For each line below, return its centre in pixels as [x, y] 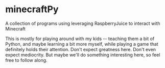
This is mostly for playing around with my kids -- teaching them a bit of [80, 39]
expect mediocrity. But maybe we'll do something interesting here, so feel [83, 55]
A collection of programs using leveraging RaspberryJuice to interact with [83, 23]
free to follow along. [26, 60]
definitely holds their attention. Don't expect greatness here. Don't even [81, 49]
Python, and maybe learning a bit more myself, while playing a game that [82, 44]
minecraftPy [32, 9]
